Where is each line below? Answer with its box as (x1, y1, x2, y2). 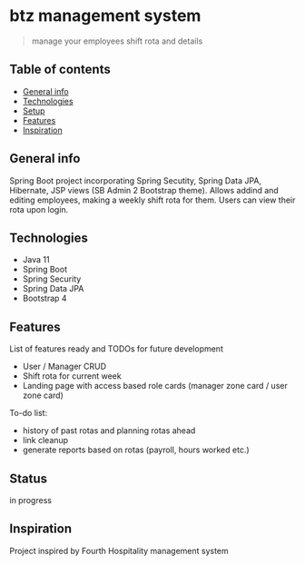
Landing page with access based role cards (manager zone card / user (22, 381, 288, 392)
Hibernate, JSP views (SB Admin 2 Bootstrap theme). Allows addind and (9, 184, 279, 195)
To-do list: (9, 408, 48, 419)
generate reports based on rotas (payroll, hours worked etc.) (22, 444, 250, 455)
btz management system (9, 5, 202, 26)
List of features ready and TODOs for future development (9, 343, 224, 354)
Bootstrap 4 (22, 292, 67, 304)
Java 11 (22, 254, 50, 265)
